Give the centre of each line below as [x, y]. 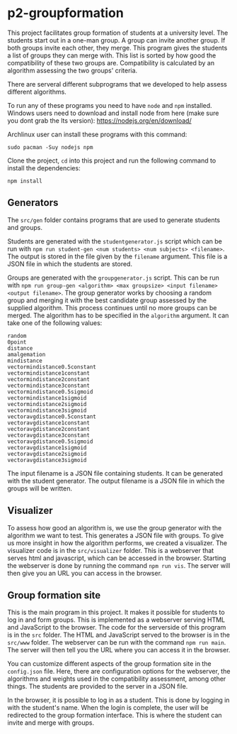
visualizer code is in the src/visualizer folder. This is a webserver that [111, 550]
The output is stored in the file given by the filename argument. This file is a [117, 256]
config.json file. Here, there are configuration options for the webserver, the [119, 672]
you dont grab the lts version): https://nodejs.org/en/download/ [100, 120]
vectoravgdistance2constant [49, 429]
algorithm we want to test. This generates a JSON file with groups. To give [116, 535]
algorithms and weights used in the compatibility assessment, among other [117, 679]
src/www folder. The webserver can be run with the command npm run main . [117, 642]
